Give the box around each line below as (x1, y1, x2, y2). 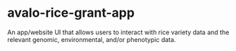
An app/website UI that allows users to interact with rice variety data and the (7, 28, 230, 36)
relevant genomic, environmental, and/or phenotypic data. (7, 35, 176, 43)
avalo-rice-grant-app (7, 5, 135, 21)
